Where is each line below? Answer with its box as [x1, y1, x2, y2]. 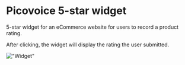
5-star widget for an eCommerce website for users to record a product [6, 23, 179, 30]
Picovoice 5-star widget [6, 4, 127, 18]
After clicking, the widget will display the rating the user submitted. [6, 41, 170, 48]
